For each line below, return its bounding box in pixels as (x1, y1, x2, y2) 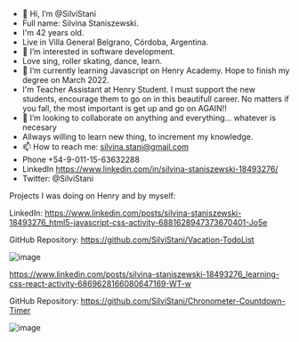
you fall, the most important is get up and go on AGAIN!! (21, 103, 227, 113)
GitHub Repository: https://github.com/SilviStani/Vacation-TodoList (9, 234, 255, 245)
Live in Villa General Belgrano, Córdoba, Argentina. (21, 37, 209, 47)
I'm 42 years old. (21, 28, 85, 37)
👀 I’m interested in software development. (21, 46, 175, 57)
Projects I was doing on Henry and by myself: (9, 191, 176, 200)
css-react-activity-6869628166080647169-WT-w (9, 279, 191, 289)
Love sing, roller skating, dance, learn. (21, 56, 163, 66)
